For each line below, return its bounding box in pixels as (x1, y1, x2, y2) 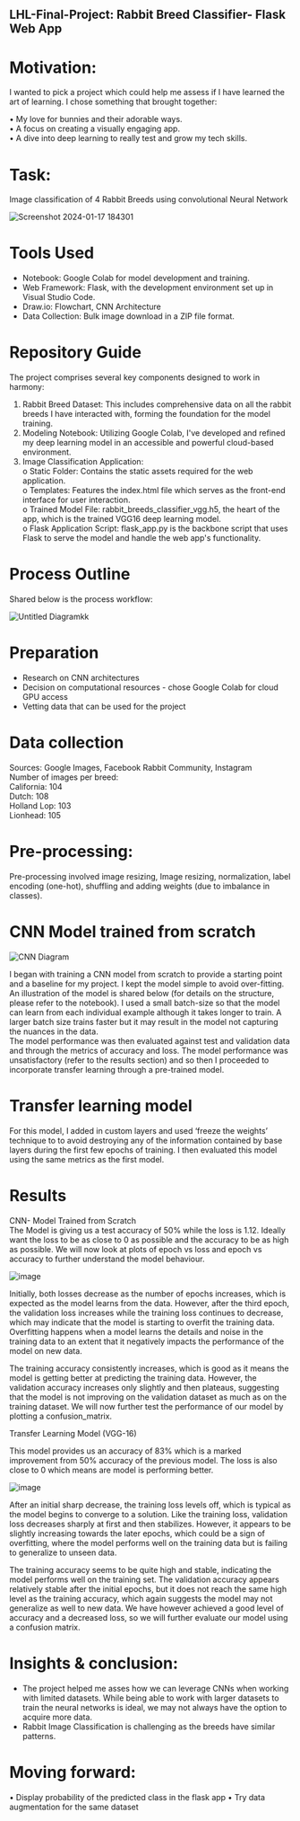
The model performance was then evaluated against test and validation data (9, 1035, 291, 1046)
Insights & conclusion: (9, 1653, 179, 1674)
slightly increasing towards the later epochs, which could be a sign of (9, 1527, 266, 1539)
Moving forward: (9, 1762, 136, 1782)
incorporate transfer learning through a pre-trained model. (9, 1064, 225, 1074)
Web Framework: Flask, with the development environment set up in (21, 282, 274, 293)
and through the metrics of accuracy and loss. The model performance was (9, 1045, 288, 1056)
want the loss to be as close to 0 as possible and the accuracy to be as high (9, 1234, 289, 1245)
